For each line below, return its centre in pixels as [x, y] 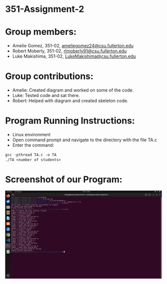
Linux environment [31, 135]
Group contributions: [49, 76]
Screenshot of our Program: [64, 180]
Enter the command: [33, 145]
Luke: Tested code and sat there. [46, 95]
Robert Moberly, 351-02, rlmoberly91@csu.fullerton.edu [69, 51]
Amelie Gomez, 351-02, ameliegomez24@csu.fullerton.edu [73, 46]
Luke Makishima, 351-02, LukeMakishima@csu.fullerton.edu [74, 56]
